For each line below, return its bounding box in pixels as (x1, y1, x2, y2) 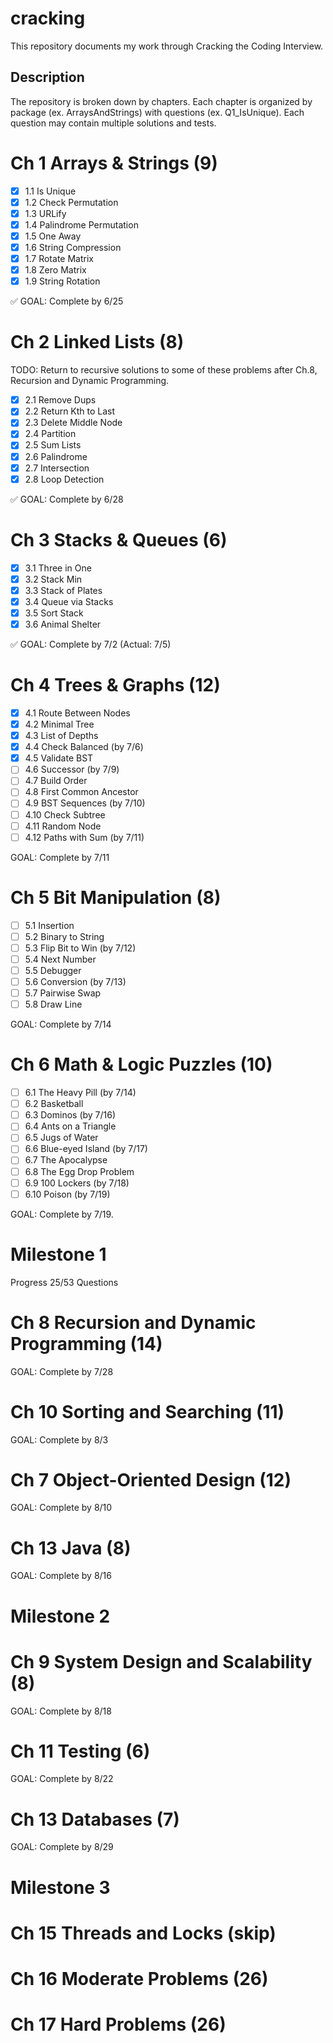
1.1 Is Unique (24, 185, 77, 197)
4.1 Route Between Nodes (24, 707, 131, 719)
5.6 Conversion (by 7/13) (24, 975, 127, 987)
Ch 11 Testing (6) (10, 1740, 151, 1762)
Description (10, 69, 85, 86)
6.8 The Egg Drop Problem (24, 1165, 135, 1177)
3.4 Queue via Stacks (24, 595, 114, 607)
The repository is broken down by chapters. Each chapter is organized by (10, 95, 313, 107)
